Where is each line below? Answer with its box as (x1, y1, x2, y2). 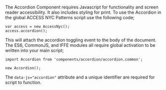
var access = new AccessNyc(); (5, 24, 70, 29)
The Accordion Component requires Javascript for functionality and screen (5, 4, 159, 10)
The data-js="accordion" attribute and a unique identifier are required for (5, 74, 155, 80)
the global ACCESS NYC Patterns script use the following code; (5, 15, 135, 20)
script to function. (5, 80, 42, 85)
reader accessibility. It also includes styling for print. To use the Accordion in (5, 9, 162, 15)
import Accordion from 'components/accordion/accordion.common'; (5, 57, 143, 62)
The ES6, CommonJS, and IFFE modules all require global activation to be (5, 42, 156, 48)
